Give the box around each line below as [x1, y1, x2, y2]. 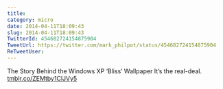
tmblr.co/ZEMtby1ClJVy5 [7, 74, 78, 82]
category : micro [7, 16, 54, 23]
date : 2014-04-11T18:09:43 [7, 23, 84, 29]
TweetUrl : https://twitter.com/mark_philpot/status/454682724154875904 [7, 42, 216, 49]
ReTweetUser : [7, 49, 45, 55]
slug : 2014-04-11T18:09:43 [7, 29, 84, 36]
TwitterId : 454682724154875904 [7, 36, 97, 42]
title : [7, 10, 26, 17]
